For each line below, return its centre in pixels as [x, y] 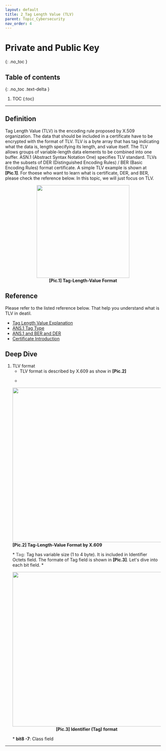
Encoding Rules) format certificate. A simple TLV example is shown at [76, 167]
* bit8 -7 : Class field [33, 739]
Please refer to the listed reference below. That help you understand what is [82, 308]
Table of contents [33, 77]
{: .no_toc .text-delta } [27, 89]
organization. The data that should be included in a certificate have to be [79, 136]
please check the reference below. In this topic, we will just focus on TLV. [80, 178]
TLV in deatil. [19, 313]
